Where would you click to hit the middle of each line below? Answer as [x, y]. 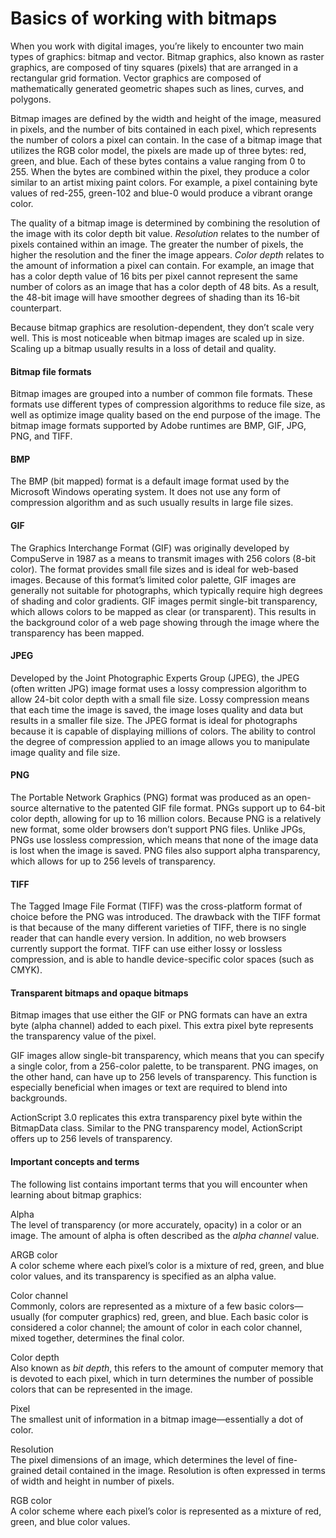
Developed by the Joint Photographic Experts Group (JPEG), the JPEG [155, 678]
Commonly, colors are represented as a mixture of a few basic [138, 1306]
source [25, 808]
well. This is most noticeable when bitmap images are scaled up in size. [157, 338]
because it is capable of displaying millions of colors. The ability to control [163, 731]
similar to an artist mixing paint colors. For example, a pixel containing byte [164, 182]
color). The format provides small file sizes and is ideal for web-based [154, 569]
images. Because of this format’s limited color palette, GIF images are [153, 579]
